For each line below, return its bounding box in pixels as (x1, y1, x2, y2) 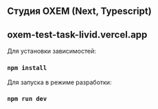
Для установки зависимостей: (7, 47, 96, 56)
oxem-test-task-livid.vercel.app (7, 29, 148, 40)
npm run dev (7, 95, 47, 103)
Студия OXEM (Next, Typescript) (7, 5, 153, 17)
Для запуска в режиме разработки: (7, 78, 112, 86)
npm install (7, 64, 47, 72)
